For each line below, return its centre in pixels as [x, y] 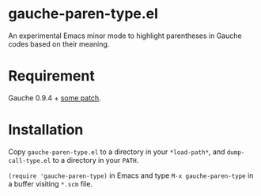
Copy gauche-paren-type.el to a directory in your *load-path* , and [117, 152]
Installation [46, 130]
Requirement [51, 76]
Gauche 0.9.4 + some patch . [55, 98]
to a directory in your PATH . [96, 160]
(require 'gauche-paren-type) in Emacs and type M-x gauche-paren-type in [131, 175]
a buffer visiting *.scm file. [51, 183]
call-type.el [30, 160]
